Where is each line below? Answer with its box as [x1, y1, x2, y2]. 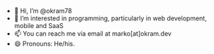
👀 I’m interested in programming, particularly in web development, [13, 14, 207, 22]
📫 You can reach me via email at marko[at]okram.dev [13, 29, 172, 38]
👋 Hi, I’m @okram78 [13, 7, 72, 15]
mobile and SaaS [13, 22, 64, 29]
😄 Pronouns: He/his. [13, 39, 75, 48]
